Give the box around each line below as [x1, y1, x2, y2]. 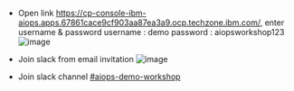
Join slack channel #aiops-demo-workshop [17, 71, 181, 82]
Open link [17, 8, 54, 18]
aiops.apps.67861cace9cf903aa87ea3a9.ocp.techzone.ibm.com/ [17, 17, 261, 28]
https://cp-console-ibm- [55, 8, 147, 18]
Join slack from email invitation [17, 54, 134, 64]
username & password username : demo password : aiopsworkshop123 [17, 27, 285, 37]
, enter [260, 17, 285, 28]
